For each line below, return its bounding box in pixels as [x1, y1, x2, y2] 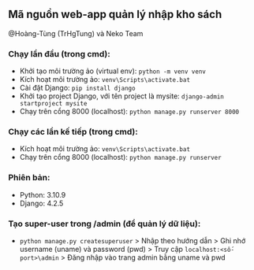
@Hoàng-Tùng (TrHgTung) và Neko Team [8, 28, 144, 38]
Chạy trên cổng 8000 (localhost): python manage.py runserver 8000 [19, 107, 239, 117]
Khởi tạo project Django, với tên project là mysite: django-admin [19, 91, 225, 101]
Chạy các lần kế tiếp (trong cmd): [8, 127, 138, 138]
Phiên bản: [8, 172, 50, 183]
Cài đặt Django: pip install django [19, 83, 136, 93]
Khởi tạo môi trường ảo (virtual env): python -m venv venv [19, 66, 207, 76]
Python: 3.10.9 [19, 190, 66, 199]
